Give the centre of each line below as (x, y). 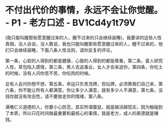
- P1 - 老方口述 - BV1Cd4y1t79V (70, 23)
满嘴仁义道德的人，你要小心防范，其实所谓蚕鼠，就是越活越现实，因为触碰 (82, 107)
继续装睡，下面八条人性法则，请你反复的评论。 (66, 50)
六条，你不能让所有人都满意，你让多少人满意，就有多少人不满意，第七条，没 (84, 90)
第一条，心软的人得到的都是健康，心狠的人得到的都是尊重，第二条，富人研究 (84, 60)
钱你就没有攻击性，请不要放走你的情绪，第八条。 (55, 96)
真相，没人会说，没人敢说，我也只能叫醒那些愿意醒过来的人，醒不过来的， (82, 43)
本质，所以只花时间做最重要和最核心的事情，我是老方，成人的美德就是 (81, 113)
